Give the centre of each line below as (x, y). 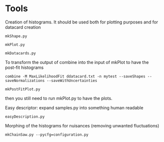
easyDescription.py (25, 117)
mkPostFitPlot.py (23, 89)
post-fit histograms (24, 67)
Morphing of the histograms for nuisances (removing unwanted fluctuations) (82, 125)
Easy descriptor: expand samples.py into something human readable (74, 107)
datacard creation (23, 27)
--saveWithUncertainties (72, 81)
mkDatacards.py (21, 53)
